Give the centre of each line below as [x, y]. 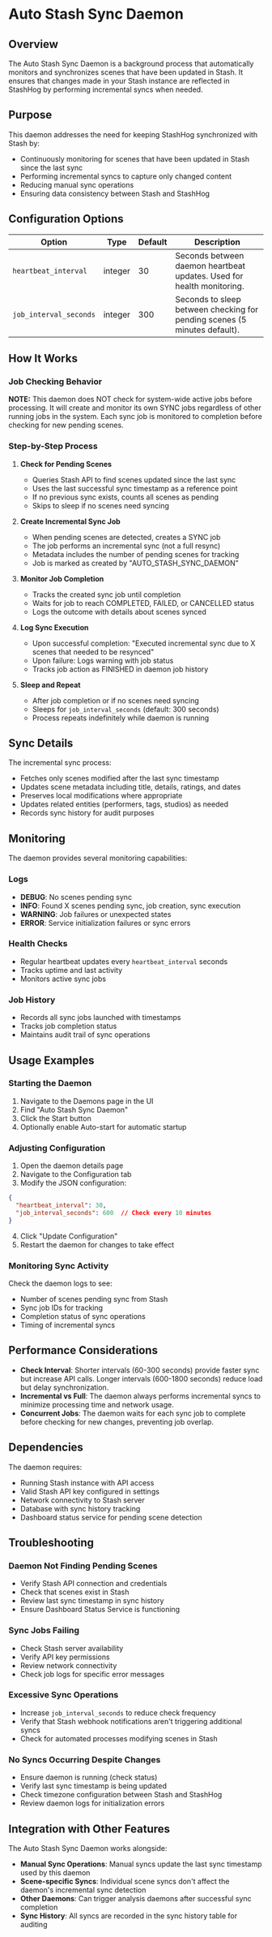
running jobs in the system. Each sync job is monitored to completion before [136, 417]
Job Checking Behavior [55, 381]
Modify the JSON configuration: [73, 1183]
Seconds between [210, 255]
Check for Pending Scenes [66, 464]
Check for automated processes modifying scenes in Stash [119, 1738]
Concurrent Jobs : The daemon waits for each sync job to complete [133, 1413]
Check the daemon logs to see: [60, 1283]
